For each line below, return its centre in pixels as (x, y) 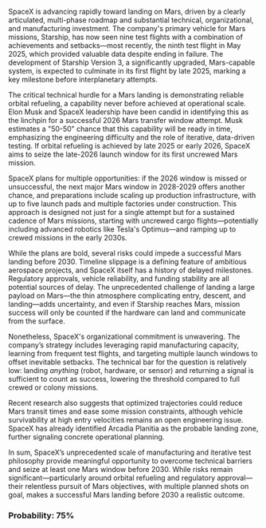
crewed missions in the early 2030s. (68, 238)
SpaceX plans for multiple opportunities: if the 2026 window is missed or (127, 178)
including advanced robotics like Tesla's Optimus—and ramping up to (122, 229)
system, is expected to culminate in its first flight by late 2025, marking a (127, 71)
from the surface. (37, 321)
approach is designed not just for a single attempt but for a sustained (121, 212)
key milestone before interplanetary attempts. (83, 79)
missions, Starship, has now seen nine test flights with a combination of (125, 37)
